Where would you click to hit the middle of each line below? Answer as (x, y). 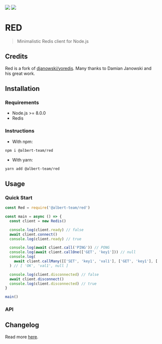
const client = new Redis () (38, 221)
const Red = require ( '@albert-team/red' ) (48, 208)
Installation (22, 89)
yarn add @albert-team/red (32, 169)
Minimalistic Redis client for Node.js (53, 41)
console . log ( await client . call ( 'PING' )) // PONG (60, 248)
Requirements (22, 103)
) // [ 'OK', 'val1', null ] (39, 266)
